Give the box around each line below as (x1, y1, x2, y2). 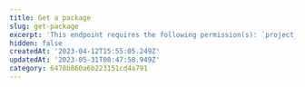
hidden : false (9, 38, 64, 48)
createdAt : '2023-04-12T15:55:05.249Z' (9, 47, 161, 56)
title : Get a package (9, 13, 92, 23)
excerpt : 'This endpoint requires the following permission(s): (9, 30, 258, 39)
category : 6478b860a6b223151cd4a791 (9, 64, 148, 73)
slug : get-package (9, 22, 79, 31)
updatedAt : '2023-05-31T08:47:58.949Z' (9, 55, 161, 64)
